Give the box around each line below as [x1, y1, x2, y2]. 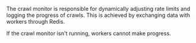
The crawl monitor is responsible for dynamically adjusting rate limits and [6, 5, 191, 12]
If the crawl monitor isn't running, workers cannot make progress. [6, 30, 172, 37]
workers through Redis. [6, 18, 65, 25]
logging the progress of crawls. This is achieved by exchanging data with [6, 12, 191, 19]
